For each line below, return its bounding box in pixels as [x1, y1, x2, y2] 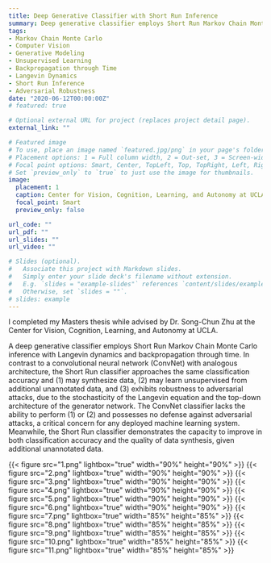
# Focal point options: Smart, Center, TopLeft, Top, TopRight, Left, [8, 161, 251, 169]
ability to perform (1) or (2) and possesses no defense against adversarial [8, 410, 252, 419]
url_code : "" [8, 220, 52, 228]
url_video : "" [8, 243, 56, 251]
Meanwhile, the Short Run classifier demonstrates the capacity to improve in [8, 427, 262, 436]
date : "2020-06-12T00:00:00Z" [8, 94, 110, 102]
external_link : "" [8, 124, 70, 132]
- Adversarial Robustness [8, 86, 95, 95]
